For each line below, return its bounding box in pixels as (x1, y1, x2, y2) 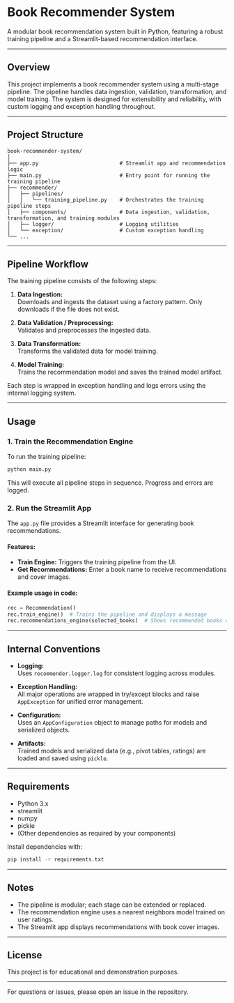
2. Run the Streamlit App (7, 503, 92, 513)
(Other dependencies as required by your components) (17, 829, 176, 837)
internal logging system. (7, 389, 77, 398)
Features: (7, 542, 36, 551)
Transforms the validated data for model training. (17, 347, 158, 356)
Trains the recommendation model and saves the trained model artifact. (17, 368, 223, 377)
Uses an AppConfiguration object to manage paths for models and (17, 718, 208, 727)
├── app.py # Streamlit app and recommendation (7, 160, 226, 167)
